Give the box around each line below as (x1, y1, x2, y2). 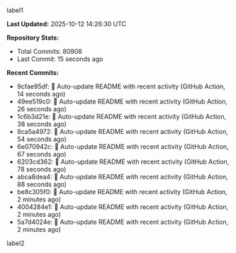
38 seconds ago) (16, 120, 67, 128)
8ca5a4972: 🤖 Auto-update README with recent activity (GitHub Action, (16, 128, 228, 135)
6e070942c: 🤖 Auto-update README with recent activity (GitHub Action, (16, 142, 229, 151)
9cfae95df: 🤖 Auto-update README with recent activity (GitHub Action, (16, 82, 226, 91)
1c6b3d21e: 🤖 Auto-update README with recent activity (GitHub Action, (16, 113, 227, 120)
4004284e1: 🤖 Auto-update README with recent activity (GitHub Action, (16, 203, 229, 211)
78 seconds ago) (16, 165, 67, 173)
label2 (6, 239, 25, 247)
